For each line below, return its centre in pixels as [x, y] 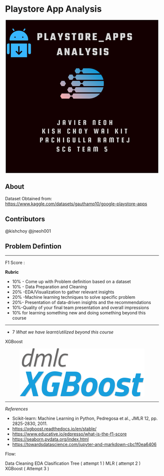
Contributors [25, 219]
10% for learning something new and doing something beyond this [79, 313]
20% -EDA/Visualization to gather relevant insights [63, 292]
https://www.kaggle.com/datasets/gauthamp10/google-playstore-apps [76, 204]
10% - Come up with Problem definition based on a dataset [72, 282]
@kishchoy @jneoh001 [28, 231]
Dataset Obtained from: [29, 198]
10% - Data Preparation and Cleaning [50, 287]
